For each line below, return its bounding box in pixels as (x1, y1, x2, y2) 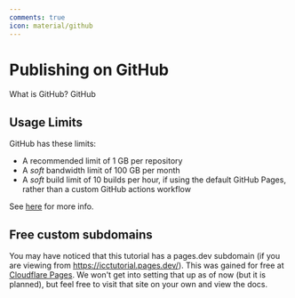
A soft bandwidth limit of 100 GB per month (21, 165, 180, 176)
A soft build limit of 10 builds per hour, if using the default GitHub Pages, (21, 174, 287, 185)
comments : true (9, 12, 66, 22)
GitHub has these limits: (9, 139, 96, 149)
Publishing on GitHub (9, 60, 170, 80)
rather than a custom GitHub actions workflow (21, 184, 191, 195)
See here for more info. (9, 201, 94, 212)
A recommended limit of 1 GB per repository (21, 156, 183, 166)
